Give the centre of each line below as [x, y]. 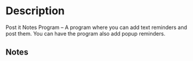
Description [35, 11]
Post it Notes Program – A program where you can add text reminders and [96, 27]
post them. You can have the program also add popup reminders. [85, 33]
